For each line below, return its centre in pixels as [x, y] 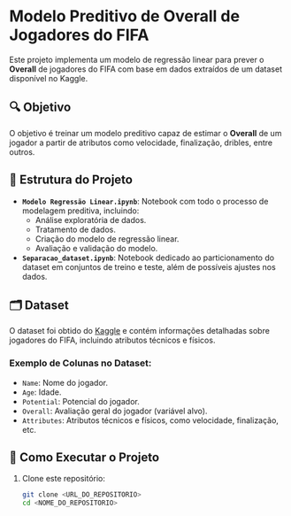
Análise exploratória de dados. [91, 219]
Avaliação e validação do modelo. [96, 248]
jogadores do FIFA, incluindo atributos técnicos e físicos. [112, 340]
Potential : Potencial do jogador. [80, 401]
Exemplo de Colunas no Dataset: [80, 363]
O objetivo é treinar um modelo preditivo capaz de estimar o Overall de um [145, 133]
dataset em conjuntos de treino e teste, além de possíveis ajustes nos [149, 266]
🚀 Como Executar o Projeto [84, 458]
